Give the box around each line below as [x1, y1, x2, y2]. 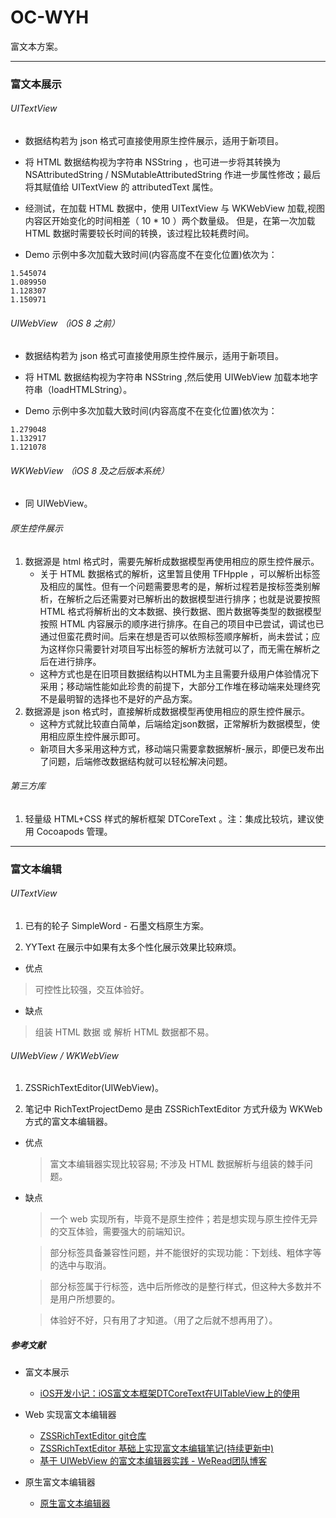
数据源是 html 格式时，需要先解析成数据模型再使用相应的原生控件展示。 [24, 555, 320, 567]
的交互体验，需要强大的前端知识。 [49, 1226, 191, 1238]
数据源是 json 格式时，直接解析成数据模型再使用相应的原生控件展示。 [24, 705, 311, 717]
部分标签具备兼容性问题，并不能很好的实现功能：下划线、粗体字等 [49, 1247, 322, 1259]
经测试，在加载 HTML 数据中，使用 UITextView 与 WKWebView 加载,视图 [24, 202, 325, 215]
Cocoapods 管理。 [36, 825, 113, 837]
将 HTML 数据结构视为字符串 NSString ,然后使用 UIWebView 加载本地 [24, 371, 310, 383]
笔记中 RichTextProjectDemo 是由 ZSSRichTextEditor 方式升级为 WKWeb [24, 1103, 323, 1115]
